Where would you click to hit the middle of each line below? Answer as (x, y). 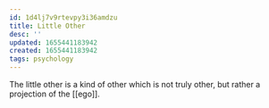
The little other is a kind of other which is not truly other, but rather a (135, 84)
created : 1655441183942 (54, 51)
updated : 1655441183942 (54, 42)
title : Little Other (48, 26)
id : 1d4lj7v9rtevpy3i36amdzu (63, 17)
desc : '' (25, 34)
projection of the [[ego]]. (55, 94)
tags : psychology (42, 59)
